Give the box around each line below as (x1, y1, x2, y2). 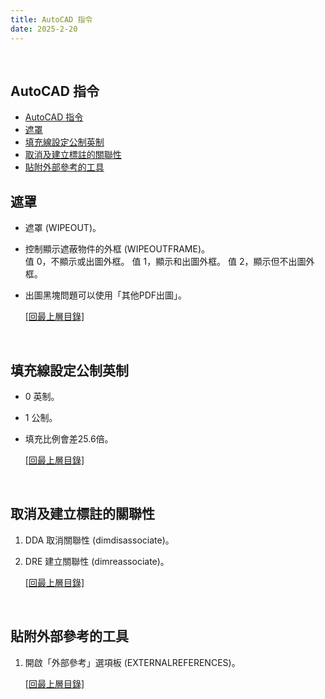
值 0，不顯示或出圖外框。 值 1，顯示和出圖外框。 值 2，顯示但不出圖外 (24, 256, 315, 268)
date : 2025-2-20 (10, 24, 78, 34)
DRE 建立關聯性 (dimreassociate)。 (24, 555, 170, 567)
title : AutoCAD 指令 (10, 14, 93, 25)
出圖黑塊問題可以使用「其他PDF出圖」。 (24, 289, 188, 301)
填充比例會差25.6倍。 (24, 432, 114, 445)
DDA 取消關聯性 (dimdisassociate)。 (24, 534, 175, 546)
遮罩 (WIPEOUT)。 (24, 222, 102, 234)
